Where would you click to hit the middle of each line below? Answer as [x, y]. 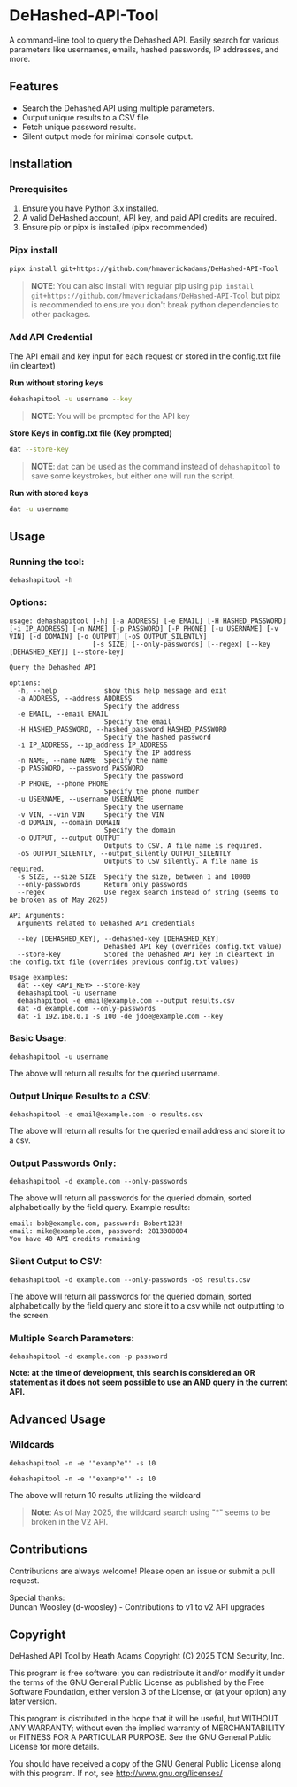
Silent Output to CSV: [56, 1262]
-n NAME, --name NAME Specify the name [92, 760]
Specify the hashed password [158, 737]
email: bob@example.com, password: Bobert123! [96, 1224]
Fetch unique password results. [79, 127]
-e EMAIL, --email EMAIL [63, 714]
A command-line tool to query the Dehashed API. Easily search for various [145, 40]
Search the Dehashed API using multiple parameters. [118, 108]
